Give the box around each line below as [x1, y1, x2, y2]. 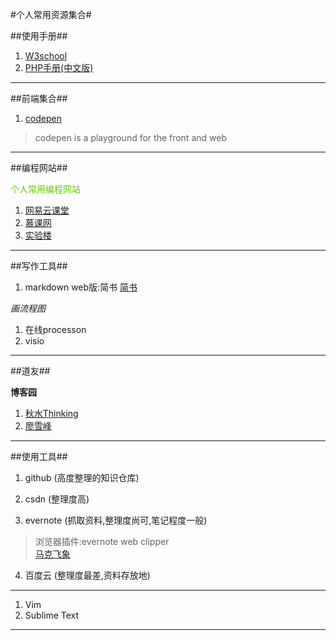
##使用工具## [10, 451, 68, 462]
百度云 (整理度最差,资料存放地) [24, 569, 151, 581]
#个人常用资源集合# [10, 9, 92, 20]
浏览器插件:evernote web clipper [34, 536, 170, 547]
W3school [24, 50, 68, 62]
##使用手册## [10, 30, 68, 42]
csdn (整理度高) [24, 493, 90, 505]
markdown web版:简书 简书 [24, 281, 138, 293]
